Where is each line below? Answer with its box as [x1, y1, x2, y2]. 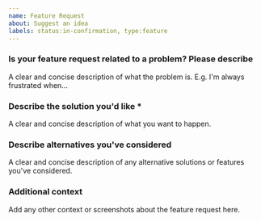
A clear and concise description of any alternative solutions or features [8, 157, 245, 167]
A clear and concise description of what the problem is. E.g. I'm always [8, 72, 245, 82]
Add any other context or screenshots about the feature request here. [8, 204, 241, 214]
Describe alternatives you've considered [8, 139, 172, 150]
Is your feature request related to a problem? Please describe [8, 53, 253, 65]
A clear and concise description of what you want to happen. [8, 119, 212, 128]
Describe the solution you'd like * [8, 100, 142, 111]
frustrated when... [8, 80, 69, 90]
